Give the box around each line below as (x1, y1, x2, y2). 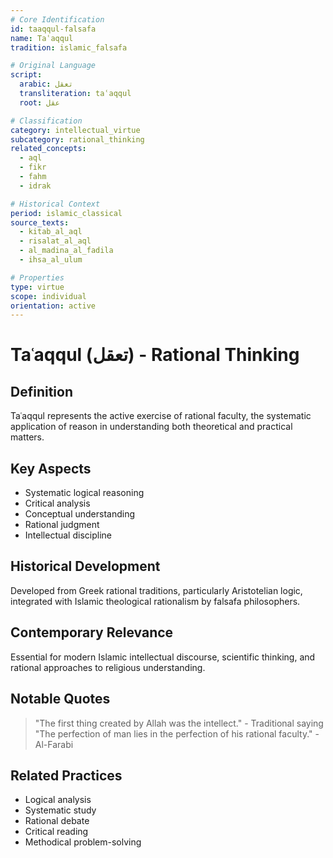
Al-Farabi (34, 738, 74, 750)
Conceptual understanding (24, 508, 136, 520)
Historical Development (10, 558, 161, 575)
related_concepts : (10, 144, 87, 154)
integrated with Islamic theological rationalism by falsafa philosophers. (10, 595, 301, 607)
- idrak (19, 181, 52, 191)
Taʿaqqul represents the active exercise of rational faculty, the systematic (10, 410, 312, 422)
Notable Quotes (10, 691, 111, 708)
